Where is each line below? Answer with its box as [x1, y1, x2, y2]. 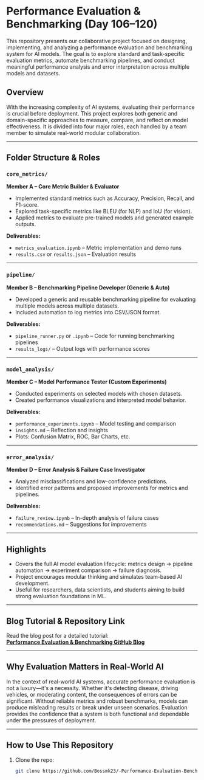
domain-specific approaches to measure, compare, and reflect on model [6, 116, 188, 123]
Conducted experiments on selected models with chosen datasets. [15, 390, 183, 398]
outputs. [15, 221, 36, 228]
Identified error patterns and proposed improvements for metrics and [15, 485, 188, 492]
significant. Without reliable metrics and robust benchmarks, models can [6, 697, 188, 705]
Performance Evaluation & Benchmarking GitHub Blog [6, 638, 145, 646]
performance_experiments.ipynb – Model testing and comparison [15, 420, 176, 427]
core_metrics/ [6, 171, 48, 178]
